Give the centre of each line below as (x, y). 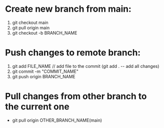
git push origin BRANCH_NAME (44, 76)
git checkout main (30, 22)
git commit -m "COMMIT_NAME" (45, 71)
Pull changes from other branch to (76, 96)
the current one (37, 107)
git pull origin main (31, 27)
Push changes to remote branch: (73, 53)
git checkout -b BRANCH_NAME (45, 33)
